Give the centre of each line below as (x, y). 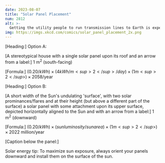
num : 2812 (15, 19)
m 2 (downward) (21, 117)
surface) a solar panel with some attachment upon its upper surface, (74, 106)
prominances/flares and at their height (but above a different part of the (77, 101)
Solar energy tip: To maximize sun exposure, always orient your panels (77, 151)
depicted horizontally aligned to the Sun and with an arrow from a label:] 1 (80, 111)
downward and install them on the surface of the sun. (59, 156)
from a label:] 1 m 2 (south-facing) (39, 62)
